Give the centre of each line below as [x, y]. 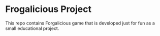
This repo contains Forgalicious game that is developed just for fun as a [80, 23]
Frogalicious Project [48, 9]
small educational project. [32, 28]
